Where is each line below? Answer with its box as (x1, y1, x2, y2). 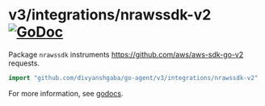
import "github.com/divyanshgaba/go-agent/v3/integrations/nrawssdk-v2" (8, 74, 259, 82)
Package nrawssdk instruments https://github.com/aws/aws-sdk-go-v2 (8, 49, 244, 59)
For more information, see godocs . (8, 88, 124, 98)
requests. (8, 58, 40, 68)
